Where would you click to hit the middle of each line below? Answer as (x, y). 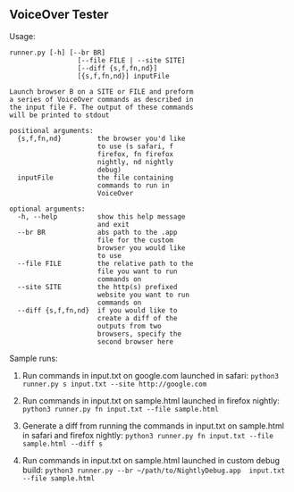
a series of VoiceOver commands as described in (101, 99)
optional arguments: (48, 209)
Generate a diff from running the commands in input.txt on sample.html (153, 425)
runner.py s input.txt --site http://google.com (114, 384)
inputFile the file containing (96, 178)
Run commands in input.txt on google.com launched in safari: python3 (151, 375)
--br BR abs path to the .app (97, 232)
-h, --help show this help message (101, 217)
